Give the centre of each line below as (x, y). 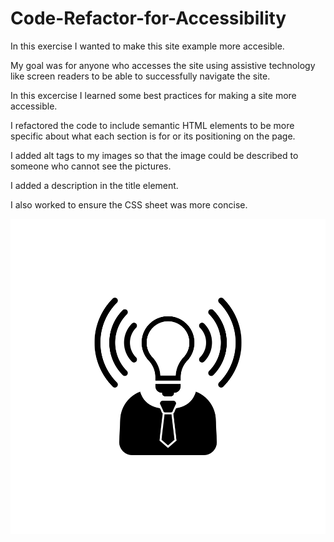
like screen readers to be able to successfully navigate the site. (140, 76)
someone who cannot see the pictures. (91, 166)
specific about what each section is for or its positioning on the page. (153, 136)
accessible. (34, 106)
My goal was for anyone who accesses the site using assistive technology (163, 65)
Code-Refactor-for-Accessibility (148, 18)
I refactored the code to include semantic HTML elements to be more (152, 125)
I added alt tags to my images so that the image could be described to (154, 155)
